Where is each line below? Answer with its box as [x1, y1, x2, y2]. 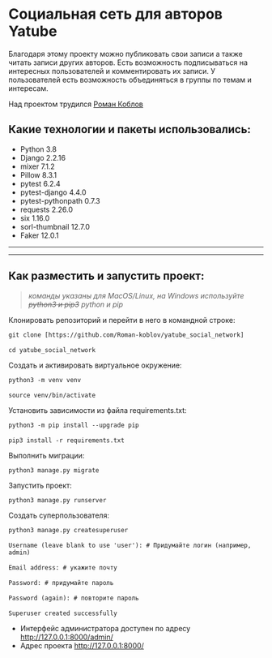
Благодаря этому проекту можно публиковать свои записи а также [8, 49, 243, 58]
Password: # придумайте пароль [8, 578, 114, 587]
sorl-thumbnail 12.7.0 [19, 221, 91, 231]
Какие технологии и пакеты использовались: [8, 123, 251, 136]
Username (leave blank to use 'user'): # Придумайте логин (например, [8, 541, 252, 549]
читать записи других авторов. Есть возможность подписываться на [8, 58, 249, 67]
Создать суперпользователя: [8, 510, 109, 520]
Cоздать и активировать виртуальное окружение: [8, 360, 182, 370]
